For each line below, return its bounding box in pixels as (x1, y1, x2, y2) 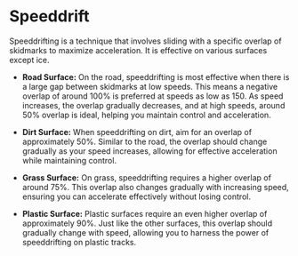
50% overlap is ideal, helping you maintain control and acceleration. (21, 109, 271, 120)
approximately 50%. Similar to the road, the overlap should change (21, 136, 268, 147)
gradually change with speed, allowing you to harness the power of (21, 227, 270, 237)
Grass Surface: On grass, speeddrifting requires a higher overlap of (21, 172, 271, 183)
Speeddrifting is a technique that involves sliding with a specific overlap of (9, 36, 282, 46)
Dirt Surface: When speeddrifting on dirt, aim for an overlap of (21, 126, 252, 137)
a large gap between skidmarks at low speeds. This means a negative (21, 81, 278, 92)
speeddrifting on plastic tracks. (21, 236, 137, 247)
